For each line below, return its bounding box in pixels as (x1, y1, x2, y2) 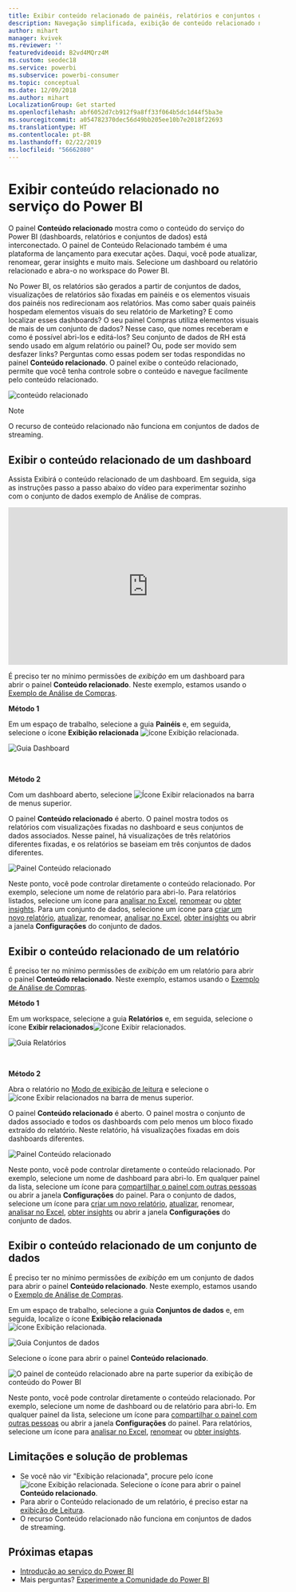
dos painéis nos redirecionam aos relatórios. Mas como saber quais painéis (8, 298, 256, 308)
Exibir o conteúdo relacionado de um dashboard (8, 453, 252, 466)
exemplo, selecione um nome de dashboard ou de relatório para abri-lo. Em (8, 1401, 257, 1410)
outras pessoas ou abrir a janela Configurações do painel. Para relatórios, (8, 1418, 253, 1428)
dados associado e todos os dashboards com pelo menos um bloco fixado (8, 1117, 254, 1126)
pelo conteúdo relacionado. (8, 375, 99, 385)
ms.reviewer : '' (8, 42, 62, 50)
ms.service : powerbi (8, 64, 77, 72)
